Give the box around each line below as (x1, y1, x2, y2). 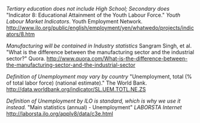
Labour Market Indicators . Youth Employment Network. (6, 18, 143, 25)
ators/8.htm (6, 31, 35, 38)
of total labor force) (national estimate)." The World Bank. (6, 79, 147, 86)
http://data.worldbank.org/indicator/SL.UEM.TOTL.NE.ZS (6, 86, 146, 92)
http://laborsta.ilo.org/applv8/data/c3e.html (6, 110, 114, 117)
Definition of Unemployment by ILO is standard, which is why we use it (6, 97, 181, 104)
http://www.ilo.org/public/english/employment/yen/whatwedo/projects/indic (6, 24, 195, 31)
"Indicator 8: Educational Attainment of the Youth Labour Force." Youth (6, 11, 181, 19)
